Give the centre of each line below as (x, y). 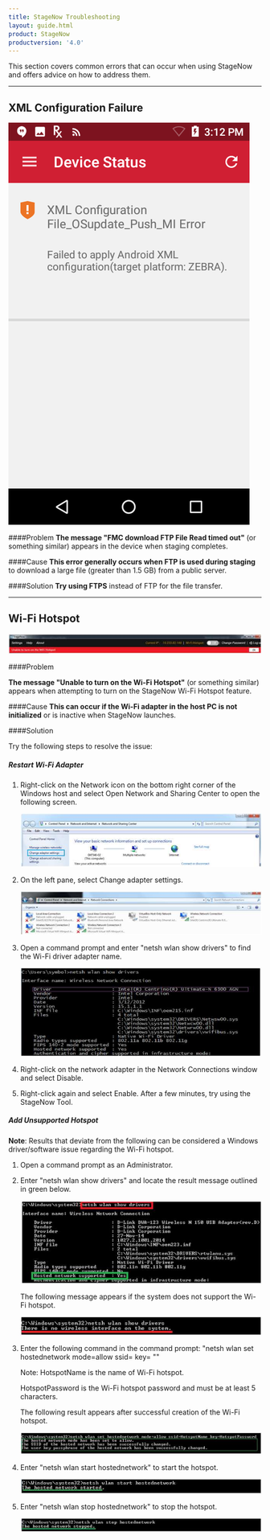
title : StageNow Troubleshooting (64, 17)
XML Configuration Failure (76, 107)
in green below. (45, 1189)
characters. (39, 1396)
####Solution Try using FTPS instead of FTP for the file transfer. (116, 586)
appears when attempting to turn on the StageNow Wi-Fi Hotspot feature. (130, 691)
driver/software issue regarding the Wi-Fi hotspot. (91, 1149)
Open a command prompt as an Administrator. (96, 1164)
